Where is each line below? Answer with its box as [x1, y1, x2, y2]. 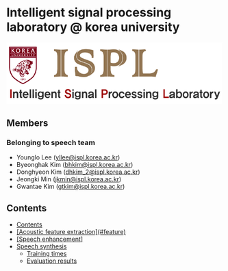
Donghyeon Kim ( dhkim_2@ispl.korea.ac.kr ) [16, 168, 141, 176]
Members [6, 118, 49, 129]
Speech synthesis [16, 242, 67, 250]
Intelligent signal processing [6, 5, 172, 21]
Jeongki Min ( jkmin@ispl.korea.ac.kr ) [16, 175, 122, 183]
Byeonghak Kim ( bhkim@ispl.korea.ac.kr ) [16, 161, 134, 169]
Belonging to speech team [6, 138, 95, 148]
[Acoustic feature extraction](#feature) [16, 228, 126, 236]
